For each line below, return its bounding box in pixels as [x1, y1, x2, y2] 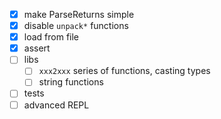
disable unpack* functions [23, 20, 129, 32]
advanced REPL [23, 99, 90, 111]
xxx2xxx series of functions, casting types [38, 65, 211, 77]
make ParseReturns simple [23, 9, 135, 20]
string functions [38, 76, 104, 88]
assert [23, 42, 51, 54]
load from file [23, 31, 80, 43]
